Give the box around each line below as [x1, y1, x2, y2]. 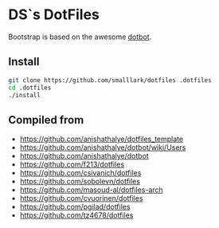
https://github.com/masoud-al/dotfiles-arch [19, 185, 163, 195]
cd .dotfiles [8, 84, 52, 92]
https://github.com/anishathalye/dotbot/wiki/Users [19, 143, 186, 152]
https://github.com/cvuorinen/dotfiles [19, 194, 143, 203]
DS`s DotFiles [8, 6, 100, 24]
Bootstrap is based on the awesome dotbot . [8, 32, 152, 41]
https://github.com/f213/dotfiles [19, 159, 125, 169]
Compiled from [8, 113, 84, 127]
